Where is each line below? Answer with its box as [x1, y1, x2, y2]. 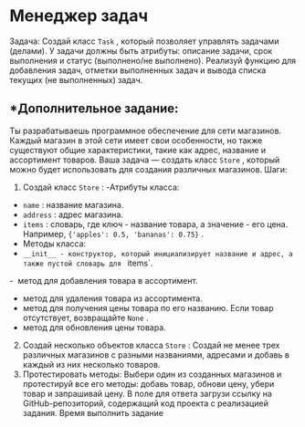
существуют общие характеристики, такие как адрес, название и [9, 144, 267, 155]
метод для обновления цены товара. [22, 321, 166, 333]
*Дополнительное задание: [9, 101, 179, 117]
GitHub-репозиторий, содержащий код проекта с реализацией [22, 398, 269, 409]
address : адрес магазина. [22, 209, 123, 220]
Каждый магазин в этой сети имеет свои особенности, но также [9, 134, 263, 146]
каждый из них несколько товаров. [22, 359, 161, 370]
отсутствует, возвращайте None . [22, 312, 149, 323]
